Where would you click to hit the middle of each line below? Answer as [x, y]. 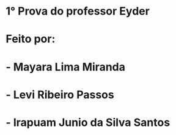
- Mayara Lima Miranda [66, 67]
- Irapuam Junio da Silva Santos [88, 122]
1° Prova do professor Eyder [78, 11]
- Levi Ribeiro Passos [60, 95]
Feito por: [31, 39]
